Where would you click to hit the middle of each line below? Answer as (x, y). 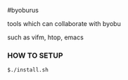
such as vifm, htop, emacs (46, 37)
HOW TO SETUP (35, 55)
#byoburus (23, 10)
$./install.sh (28, 70)
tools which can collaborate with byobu (64, 24)
